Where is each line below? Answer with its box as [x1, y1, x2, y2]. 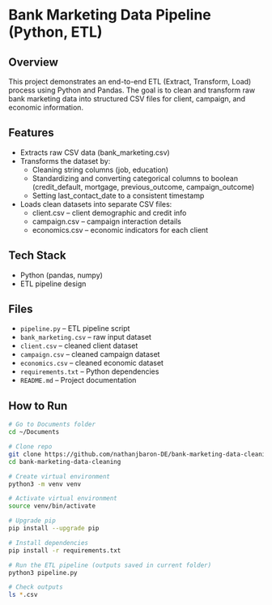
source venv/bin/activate [8, 502, 96, 510]
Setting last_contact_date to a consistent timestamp [32, 191, 205, 200]
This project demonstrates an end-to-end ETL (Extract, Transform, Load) [8, 77, 252, 86]
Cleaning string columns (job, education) [32, 165, 168, 174]
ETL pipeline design [19, 278, 87, 289]
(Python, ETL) [8, 23, 103, 41]
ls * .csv [8, 590, 38, 599]
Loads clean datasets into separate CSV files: [19, 199, 172, 208]
